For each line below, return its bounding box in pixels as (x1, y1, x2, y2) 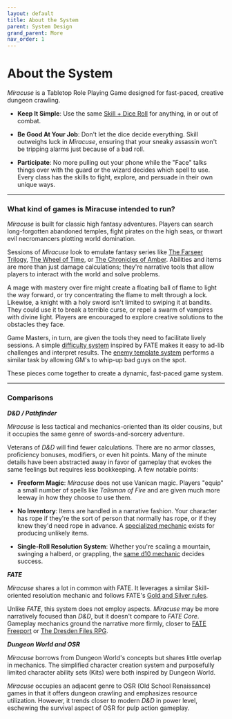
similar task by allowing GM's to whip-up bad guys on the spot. (7, 356, 186, 364)
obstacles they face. (7, 320, 66, 329)
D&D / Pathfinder (7, 409, 57, 417)
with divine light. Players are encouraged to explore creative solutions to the (7, 313, 224, 321)
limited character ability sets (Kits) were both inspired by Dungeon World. (7, 668, 216, 676)
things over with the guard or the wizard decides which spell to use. (17, 166, 211, 174)
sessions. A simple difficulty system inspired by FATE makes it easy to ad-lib (7, 341, 224, 350)
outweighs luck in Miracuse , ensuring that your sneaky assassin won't (17, 138, 217, 146)
